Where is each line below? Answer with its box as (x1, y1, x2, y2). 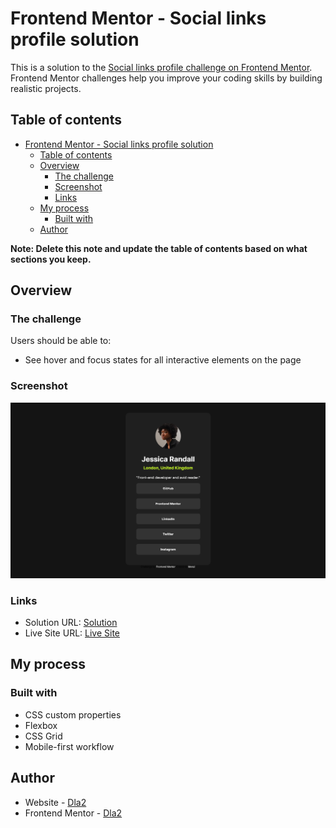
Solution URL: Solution (24, 617, 118, 629)
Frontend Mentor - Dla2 (24, 807, 123, 819)
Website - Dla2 (24, 796, 87, 808)
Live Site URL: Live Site (24, 627, 121, 639)
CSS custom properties (24, 708, 122, 721)
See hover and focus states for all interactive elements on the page (24, 354, 302, 366)
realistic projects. (10, 82, 82, 94)
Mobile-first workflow (24, 740, 115, 752)
